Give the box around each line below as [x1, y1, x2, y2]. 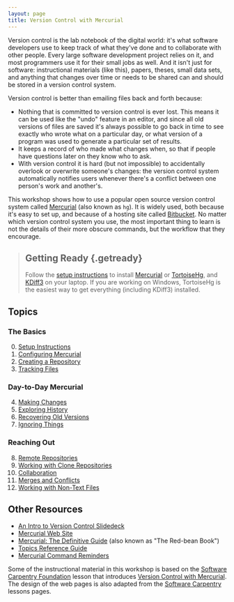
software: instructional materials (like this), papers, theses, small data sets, [8, 66, 222, 74]
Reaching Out [8, 437, 55, 447]
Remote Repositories [17, 453, 78, 462]
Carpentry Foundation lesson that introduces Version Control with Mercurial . [8, 573, 227, 581]
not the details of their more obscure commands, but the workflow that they [8, 225, 226, 233]
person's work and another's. [17, 181, 103, 190]
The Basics [8, 326, 47, 336]
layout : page [8, 10, 46, 17]
